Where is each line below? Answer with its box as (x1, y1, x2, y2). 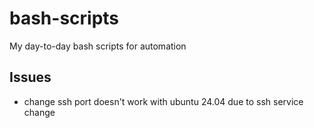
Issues (9, 69, 52, 86)
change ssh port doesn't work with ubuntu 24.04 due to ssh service (23, 95, 304, 107)
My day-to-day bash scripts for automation (9, 40, 187, 52)
